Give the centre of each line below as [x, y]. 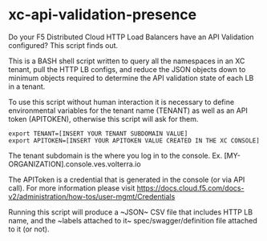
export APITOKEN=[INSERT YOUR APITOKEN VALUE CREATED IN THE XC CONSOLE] [134, 141]
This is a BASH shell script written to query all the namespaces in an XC [127, 61]
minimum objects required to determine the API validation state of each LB [131, 78]
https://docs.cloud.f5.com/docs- [190, 188]
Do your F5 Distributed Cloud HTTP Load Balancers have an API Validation [131, 37]
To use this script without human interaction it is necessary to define [121, 102]
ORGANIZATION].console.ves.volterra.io [75, 164]
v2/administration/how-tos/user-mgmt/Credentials [92, 196]
